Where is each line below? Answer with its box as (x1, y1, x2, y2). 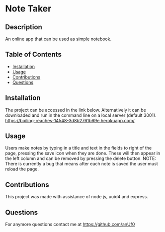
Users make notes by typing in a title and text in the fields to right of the (5, 145, 152, 151)
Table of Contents (5, 50, 62, 59)
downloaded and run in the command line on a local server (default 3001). (5, 112, 157, 118)
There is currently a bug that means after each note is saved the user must (5, 161, 158, 167)
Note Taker (5, 3, 52, 14)
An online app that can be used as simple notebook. (5, 36, 112, 42)
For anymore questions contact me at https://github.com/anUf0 (5, 222, 135, 228)
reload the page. (5, 166, 39, 172)
